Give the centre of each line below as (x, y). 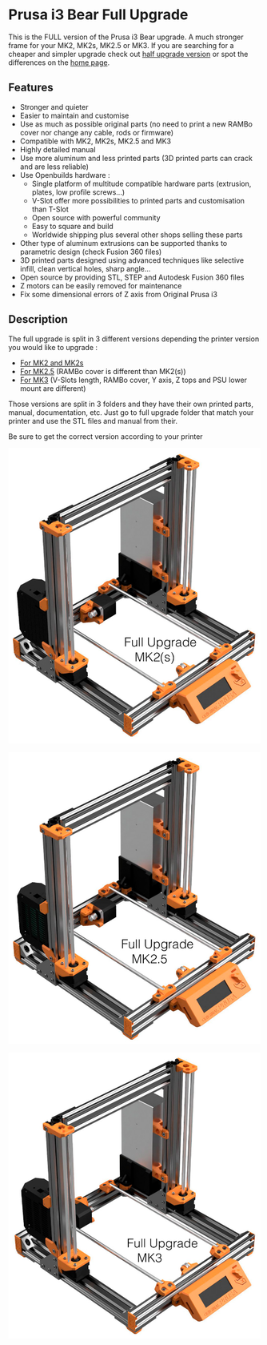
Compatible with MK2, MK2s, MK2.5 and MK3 (96, 141)
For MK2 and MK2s (52, 363)
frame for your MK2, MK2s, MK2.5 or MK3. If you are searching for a (121, 45)
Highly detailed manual (58, 149)
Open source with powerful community (96, 217)
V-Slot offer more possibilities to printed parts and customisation (138, 200)
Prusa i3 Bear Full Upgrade (98, 15)
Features (31, 88)
